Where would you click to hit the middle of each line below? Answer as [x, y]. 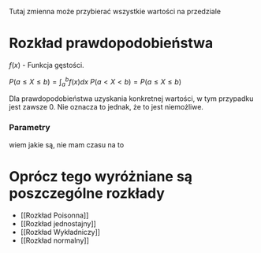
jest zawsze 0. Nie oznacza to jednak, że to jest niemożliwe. [106, 107]
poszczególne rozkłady [87, 193]
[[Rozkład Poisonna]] [54, 215]
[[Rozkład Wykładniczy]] [60, 232]
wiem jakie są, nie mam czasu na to [67, 144]
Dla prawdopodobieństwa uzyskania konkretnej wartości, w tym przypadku [131, 99]
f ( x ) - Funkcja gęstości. [47, 65]
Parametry [30, 128]
